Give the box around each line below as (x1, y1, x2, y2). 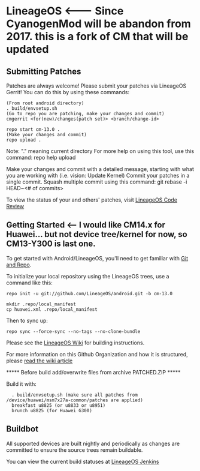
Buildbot (6, 424, 39, 434)
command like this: (6, 279, 53, 286)
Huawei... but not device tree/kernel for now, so (6, 229, 187, 239)
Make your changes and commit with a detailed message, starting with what (6, 166, 195, 172)
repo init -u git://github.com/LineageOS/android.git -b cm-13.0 (6, 290, 172, 296)
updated (6, 43, 49, 56)
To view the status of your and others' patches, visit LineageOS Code (6, 196, 178, 203)
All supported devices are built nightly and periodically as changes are (6, 440, 180, 447)
